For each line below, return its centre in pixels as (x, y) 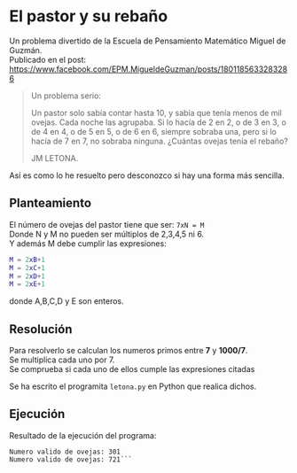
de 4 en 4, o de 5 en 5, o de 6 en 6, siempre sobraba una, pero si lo (153, 131)
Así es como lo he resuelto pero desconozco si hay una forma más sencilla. (147, 175)
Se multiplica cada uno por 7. (62, 360)
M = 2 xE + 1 (27, 284)
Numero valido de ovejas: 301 (65, 452)
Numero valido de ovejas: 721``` (71, 459)
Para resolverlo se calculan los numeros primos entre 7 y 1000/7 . (129, 351)
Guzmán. (26, 50)
